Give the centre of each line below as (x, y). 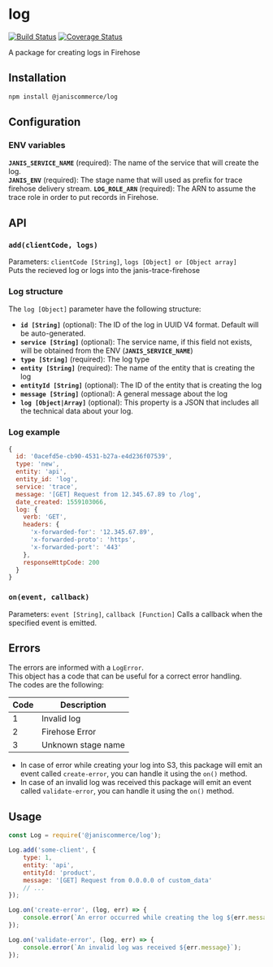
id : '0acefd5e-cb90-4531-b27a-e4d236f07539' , (94, 457)
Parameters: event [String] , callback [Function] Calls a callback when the (135, 614)
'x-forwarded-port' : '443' (76, 547)
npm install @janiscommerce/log (63, 97)
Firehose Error (69, 732)
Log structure (36, 291)
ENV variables (37, 145)
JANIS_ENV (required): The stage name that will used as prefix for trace (126, 180)
